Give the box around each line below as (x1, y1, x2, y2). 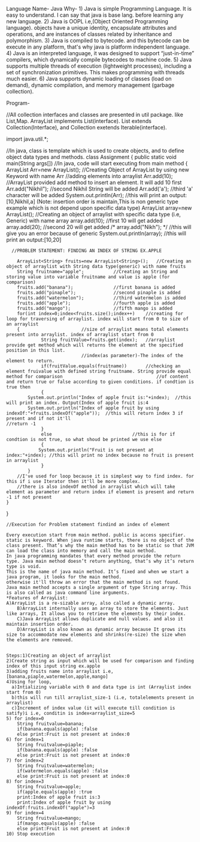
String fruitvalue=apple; (17, 784, 82, 790)
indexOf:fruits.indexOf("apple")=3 (6, 805, 95, 811)
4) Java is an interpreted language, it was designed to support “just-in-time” (6, 50, 195, 56)
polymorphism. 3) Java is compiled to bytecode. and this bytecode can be (6, 37, 190, 44)
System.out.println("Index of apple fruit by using (28, 405, 160, 411)
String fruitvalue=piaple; (17, 742, 84, 748)
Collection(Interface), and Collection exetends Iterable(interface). (6, 124, 167, 131)
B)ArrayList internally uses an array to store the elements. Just (17, 605, 189, 611)
